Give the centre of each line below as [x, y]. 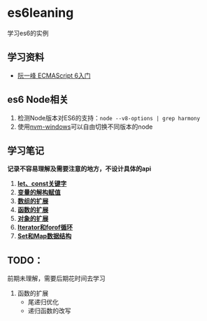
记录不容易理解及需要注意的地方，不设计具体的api [79, 169]
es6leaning [41, 13]
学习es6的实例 [28, 33]
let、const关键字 [42, 184]
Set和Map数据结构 [44, 236]
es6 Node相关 [38, 100]
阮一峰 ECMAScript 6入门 [54, 76]
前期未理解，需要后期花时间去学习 [56, 278]
